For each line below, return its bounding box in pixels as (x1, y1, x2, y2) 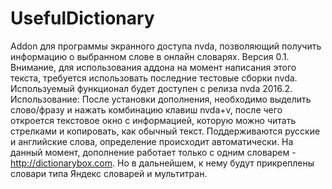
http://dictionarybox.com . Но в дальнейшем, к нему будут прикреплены (10, 157, 315, 169)
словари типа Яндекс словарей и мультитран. (10, 167, 208, 179)
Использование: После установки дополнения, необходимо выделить (10, 93, 312, 105)
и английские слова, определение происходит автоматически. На (10, 135, 294, 147)
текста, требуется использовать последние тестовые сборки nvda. (10, 72, 298, 84)
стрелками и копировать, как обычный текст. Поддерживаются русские (10, 125, 321, 137)
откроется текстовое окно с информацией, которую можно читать (10, 114, 297, 126)
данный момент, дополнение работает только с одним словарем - (10, 146, 297, 158)
